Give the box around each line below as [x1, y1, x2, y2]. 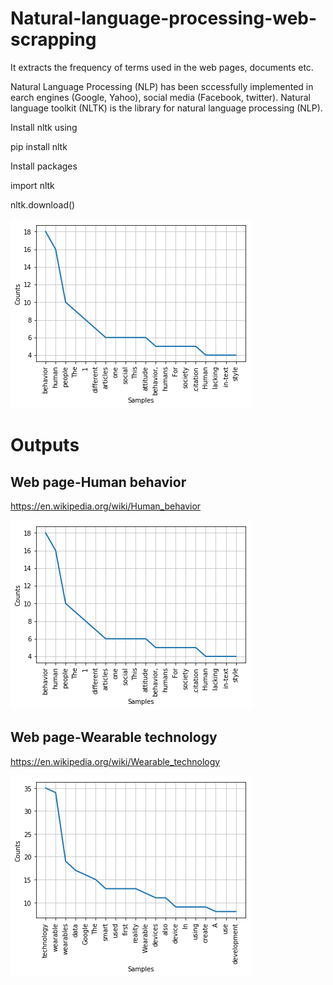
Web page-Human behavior [10, 473, 187, 491]
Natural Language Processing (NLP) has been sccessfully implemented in [10, 80, 314, 92]
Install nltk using [10, 121, 78, 133]
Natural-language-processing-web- [10, 7, 318, 30]
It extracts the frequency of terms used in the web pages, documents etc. [10, 61, 314, 73]
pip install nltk [10, 140, 68, 152]
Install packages [10, 160, 78, 172]
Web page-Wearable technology [10, 729, 218, 746]
